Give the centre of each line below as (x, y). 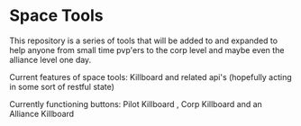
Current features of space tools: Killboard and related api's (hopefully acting (151, 76)
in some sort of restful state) (62, 86)
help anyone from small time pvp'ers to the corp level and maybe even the (147, 49)
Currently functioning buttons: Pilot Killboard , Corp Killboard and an (136, 103)
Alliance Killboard (42, 113)
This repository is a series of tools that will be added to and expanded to (143, 40)
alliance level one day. (50, 59)
